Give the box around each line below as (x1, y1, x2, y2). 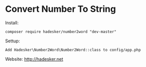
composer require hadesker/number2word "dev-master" (5, 29, 117, 34)
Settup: (5, 38, 20, 44)
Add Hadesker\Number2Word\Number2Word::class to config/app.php (5, 47, 141, 52)
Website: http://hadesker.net (5, 56, 64, 62)
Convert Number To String (5, 3, 116, 15)
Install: (5, 20, 19, 26)
